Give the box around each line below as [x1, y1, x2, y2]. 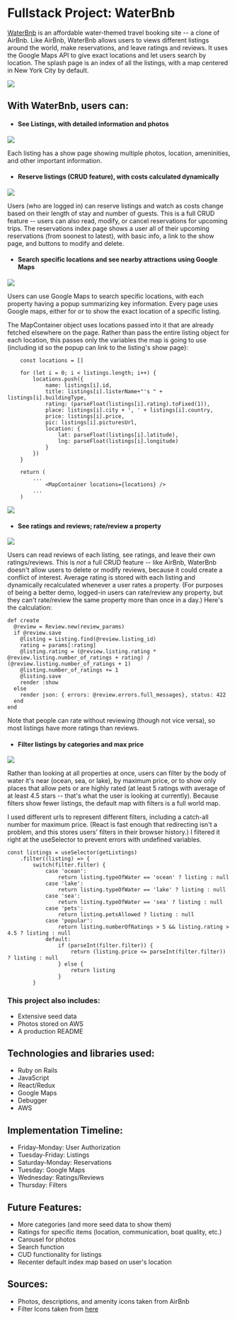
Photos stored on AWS [17, 1019, 83, 1028]
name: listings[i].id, [45, 381, 112, 389]
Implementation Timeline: [7, 1124, 123, 1136]
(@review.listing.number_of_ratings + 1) [7, 660, 132, 667]
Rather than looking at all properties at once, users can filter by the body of [7, 769, 226, 777]
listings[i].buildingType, [7, 394, 87, 401]
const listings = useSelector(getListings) [7, 849, 138, 857]
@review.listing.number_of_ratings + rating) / [7, 654, 151, 662]
